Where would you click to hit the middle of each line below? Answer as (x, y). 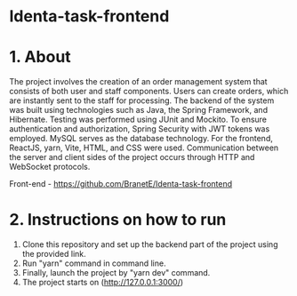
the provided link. (54, 254)
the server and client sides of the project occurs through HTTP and (132, 157)
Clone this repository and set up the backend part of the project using (150, 244)
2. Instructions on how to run (118, 220)
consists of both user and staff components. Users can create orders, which (149, 92)
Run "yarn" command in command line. (94, 263)
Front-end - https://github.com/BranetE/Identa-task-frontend (121, 184)
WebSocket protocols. (50, 167)
